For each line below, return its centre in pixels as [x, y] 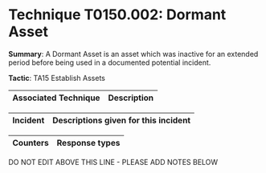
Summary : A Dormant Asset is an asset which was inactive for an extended [133, 54]
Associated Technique [56, 98]
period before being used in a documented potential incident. [110, 62]
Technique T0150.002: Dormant [117, 15]
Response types [88, 143]
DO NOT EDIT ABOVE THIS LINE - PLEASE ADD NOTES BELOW [113, 162]
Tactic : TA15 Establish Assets [57, 78]
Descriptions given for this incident [121, 120]
